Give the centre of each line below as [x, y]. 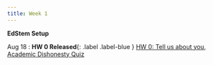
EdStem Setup [28, 33]
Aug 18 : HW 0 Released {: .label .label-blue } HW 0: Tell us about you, [106, 46]
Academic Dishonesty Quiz [46, 54]
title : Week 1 [28, 13]
